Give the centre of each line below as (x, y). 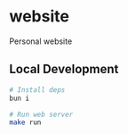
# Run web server (41, 114)
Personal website (41, 41)
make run (25, 122)
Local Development (64, 69)
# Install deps (37, 90)
